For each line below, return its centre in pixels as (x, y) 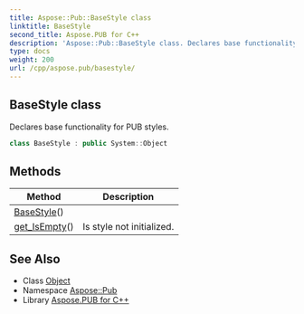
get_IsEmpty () (44, 227)
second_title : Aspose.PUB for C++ (75, 34)
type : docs (30, 52)
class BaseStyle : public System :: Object (89, 143)
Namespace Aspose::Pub (70, 290)
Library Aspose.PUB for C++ (76, 300)
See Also (35, 259)
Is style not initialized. (128, 227)
